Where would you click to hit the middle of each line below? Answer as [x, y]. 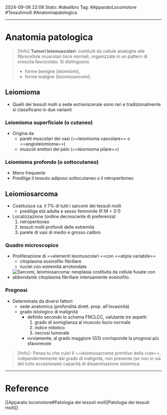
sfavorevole [39, 343]
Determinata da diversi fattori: [43, 301]
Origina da [23, 134]
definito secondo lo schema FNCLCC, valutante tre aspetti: [87, 317]
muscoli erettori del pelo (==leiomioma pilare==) [69, 149]
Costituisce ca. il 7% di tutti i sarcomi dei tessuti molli [67, 206]
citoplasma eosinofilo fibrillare [51, 262]
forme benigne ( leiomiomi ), [52, 71]
